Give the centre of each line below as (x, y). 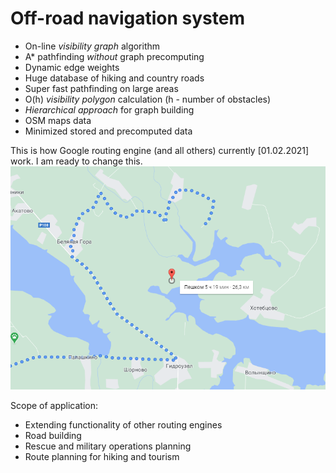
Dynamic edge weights (72, 67)
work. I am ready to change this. (76, 161)
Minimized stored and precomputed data (108, 131)
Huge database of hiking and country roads (114, 78)
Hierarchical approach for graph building (109, 109)
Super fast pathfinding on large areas (101, 88)
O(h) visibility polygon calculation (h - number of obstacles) (148, 99)
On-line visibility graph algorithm (92, 46)
